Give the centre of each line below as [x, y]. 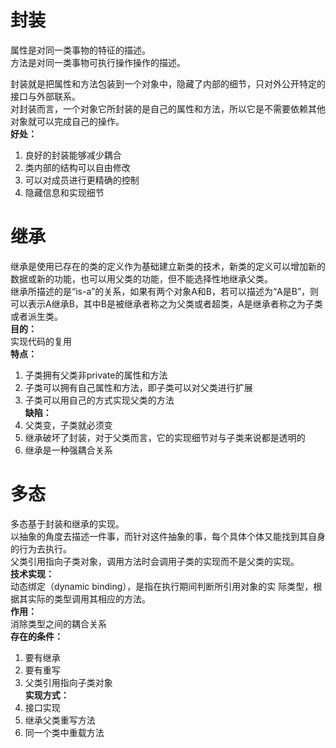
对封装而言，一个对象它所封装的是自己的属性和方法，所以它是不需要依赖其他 [168, 108]
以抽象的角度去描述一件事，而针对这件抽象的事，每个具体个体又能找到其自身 [168, 536]
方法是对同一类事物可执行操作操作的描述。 [98, 62]
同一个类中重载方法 [64, 732]
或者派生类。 [36, 316]
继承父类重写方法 [60, 720]
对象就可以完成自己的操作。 [67, 121]
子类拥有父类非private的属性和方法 [96, 375]
